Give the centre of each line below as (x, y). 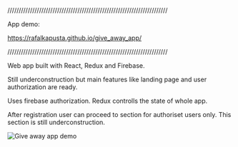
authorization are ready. (43, 87)
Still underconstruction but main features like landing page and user (107, 79)
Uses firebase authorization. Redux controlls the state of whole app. (108, 101)
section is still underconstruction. (56, 122)
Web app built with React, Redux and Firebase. (76, 66)
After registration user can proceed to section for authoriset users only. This (119, 115)
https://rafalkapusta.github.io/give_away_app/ (75, 38)
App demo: (24, 24)
